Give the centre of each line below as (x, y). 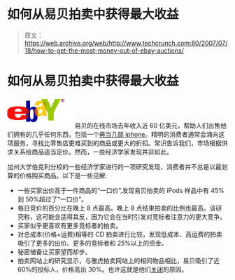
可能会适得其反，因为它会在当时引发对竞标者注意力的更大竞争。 (134, 216)
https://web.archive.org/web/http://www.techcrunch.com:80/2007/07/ (126, 43)
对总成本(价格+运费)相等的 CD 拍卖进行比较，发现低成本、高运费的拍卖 (120, 234)
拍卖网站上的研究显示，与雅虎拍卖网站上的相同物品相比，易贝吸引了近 (119, 260)
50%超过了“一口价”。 (56, 199)
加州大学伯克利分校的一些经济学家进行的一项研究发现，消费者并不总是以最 (114, 166)
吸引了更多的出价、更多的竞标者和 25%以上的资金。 (92, 243)
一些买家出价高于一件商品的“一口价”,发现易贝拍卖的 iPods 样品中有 (113, 190)
